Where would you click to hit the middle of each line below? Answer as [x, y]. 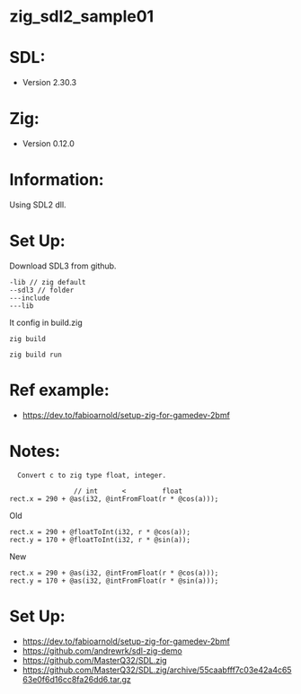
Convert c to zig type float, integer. [92, 475]
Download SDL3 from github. [63, 266]
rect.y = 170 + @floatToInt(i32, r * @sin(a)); [100, 540]
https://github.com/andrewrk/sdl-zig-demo [102, 650]
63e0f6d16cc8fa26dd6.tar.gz [77, 679]
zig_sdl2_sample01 [82, 17]
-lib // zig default [48, 282]
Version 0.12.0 [48, 144]
